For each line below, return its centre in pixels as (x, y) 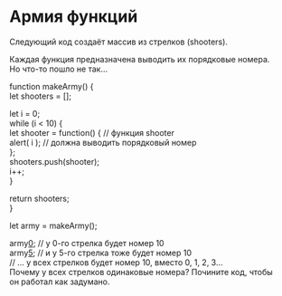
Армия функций (74, 17)
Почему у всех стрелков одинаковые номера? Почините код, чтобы (141, 272)
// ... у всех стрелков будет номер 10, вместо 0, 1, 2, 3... (116, 262)
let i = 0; (25, 113)
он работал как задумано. (60, 282)
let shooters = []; (41, 96)
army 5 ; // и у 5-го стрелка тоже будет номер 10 (101, 253)
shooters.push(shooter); (55, 161)
